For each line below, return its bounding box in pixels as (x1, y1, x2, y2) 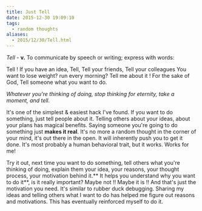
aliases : (6, 32, 29, 38)
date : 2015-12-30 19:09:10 (6, 15, 75, 21)
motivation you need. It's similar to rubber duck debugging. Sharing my (6, 185, 184, 192)
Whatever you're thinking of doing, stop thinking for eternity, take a (6, 91, 175, 97)
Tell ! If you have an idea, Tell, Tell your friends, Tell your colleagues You (6, 66, 187, 73)
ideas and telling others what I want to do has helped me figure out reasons (6, 192, 195, 198)
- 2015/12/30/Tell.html (12, 37, 72, 43)
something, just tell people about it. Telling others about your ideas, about (6, 115, 190, 122)
